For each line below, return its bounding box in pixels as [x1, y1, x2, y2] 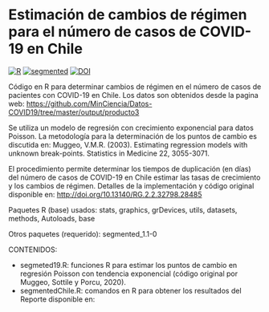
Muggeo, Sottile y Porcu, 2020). [19, 277, 127, 286]
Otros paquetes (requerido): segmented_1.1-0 [8, 229, 157, 238]
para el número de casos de [8, 22, 197, 41]
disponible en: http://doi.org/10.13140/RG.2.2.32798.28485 [8, 189, 202, 199]
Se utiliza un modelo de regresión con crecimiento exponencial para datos [8, 123, 255, 132]
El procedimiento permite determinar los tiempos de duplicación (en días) [8, 164, 251, 173]
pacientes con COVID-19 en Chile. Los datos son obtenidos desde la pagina [8, 90, 259, 99]
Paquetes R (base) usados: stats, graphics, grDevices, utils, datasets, [8, 205, 238, 214]
